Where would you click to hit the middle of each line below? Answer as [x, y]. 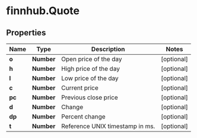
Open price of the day [92, 59]
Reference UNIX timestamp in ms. [108, 126]
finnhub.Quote [43, 11]
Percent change [83, 116]
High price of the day [91, 69]
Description [108, 49]
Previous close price [90, 97]
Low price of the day [90, 78]
